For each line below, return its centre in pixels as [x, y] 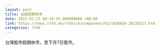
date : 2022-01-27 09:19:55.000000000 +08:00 [51, 19]
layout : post [18, 10]
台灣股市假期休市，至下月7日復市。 [41, 43]
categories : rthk [23, 28]
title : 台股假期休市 [24, 14]
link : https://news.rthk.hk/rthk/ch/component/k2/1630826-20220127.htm [80, 23]
